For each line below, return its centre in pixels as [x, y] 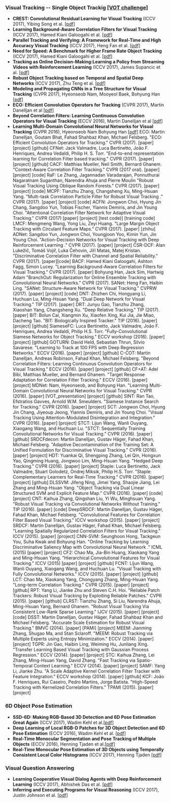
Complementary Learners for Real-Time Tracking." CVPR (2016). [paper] [88, 477]
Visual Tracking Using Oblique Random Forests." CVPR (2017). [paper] [86, 186]
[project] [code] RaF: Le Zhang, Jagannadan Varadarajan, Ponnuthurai [86, 175]
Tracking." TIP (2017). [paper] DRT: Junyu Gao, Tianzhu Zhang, [79, 305]
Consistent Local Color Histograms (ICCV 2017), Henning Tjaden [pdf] [87, 755]
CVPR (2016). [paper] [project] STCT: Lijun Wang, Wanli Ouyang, [80, 423]
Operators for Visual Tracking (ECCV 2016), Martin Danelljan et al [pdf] [88, 121]
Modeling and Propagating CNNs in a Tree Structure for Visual [79, 89]
